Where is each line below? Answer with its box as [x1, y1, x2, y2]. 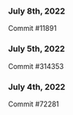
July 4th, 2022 [8, 81, 66, 92]
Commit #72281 [8, 99, 60, 109]
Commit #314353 [8, 61, 64, 71]
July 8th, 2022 [8, 6, 65, 17]
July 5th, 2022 [8, 44, 65, 55]
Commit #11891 [8, 24, 57, 33]
